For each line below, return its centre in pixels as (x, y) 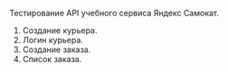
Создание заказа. (57, 49)
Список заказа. (52, 59)
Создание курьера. (60, 30)
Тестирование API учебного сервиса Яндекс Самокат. (114, 13)
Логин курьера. (53, 40)
